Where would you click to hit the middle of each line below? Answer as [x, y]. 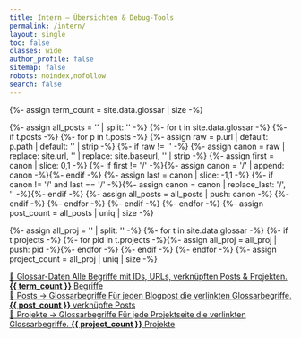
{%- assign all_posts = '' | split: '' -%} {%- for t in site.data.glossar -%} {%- [148, 127]
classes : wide [36, 51]
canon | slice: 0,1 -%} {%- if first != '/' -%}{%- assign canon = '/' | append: [147, 165]
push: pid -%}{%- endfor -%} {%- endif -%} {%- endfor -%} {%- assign [143, 249]
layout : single [38, 34]
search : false [36, 84]
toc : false [30, 43]
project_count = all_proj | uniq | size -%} [84, 259]
